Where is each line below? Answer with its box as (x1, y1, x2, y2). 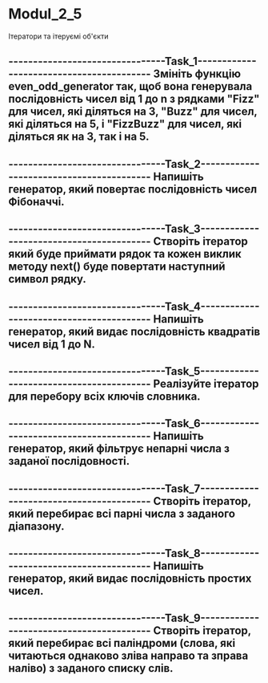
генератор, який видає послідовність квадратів (8, 324, 261, 338)
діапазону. (8, 519, 66, 533)
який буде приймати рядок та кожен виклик (8, 247, 242, 261)
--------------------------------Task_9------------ (8, 612, 260, 625)
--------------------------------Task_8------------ (8, 547, 260, 560)
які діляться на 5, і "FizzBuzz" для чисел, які (8, 117, 242, 131)
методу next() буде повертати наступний (8, 260, 226, 274)
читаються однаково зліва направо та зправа (8, 649, 249, 663)
